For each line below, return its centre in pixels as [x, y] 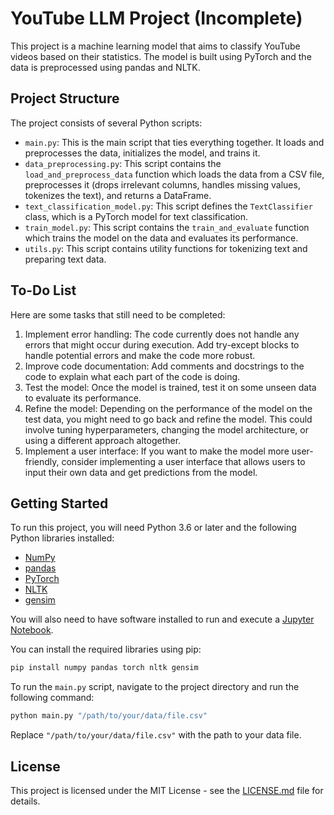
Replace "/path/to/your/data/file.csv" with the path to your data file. [156, 735]
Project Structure [65, 98]
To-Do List [43, 290]
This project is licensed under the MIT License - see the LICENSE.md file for [167, 790]
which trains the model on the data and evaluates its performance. [161, 238]
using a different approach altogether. [103, 440]
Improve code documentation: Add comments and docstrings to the [164, 366]
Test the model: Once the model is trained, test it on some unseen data [170, 387]
